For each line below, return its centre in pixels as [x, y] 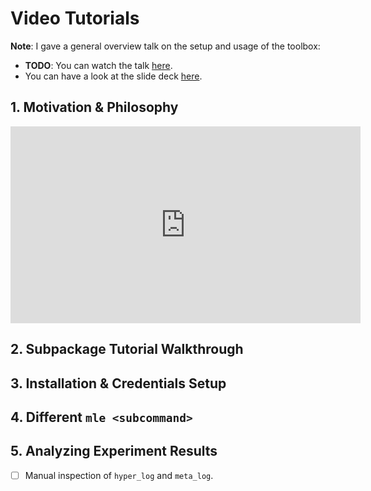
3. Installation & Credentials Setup [118, 383]
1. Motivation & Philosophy [94, 107]
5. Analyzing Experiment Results [114, 451]
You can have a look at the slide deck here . [113, 76]
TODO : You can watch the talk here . [98, 65]
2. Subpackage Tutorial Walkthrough [127, 349]
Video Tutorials [75, 18]
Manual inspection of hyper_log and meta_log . [119, 475]
